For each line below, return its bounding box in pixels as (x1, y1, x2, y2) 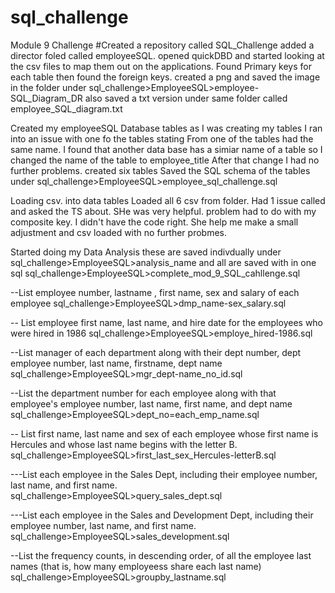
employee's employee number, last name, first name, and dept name (10, 397, 293, 410)
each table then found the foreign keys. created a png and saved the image (10, 71, 321, 83)
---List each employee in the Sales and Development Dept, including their (10, 509, 314, 521)
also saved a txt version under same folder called (84, 92, 288, 104)
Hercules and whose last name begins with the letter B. (10, 438, 238, 450)
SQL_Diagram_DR (10, 92, 83, 104)
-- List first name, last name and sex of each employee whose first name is (10, 427, 319, 440)
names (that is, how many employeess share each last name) (10, 560, 262, 572)
